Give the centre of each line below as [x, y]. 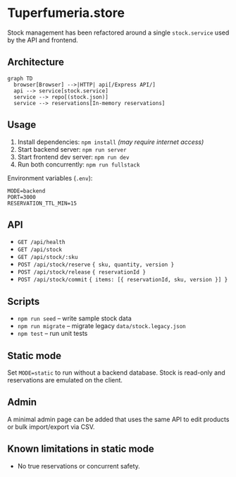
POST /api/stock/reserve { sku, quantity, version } [96, 265]
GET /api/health [41, 242]
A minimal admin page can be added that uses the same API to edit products [118, 419]
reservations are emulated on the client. [65, 380]
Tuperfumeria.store [66, 13]
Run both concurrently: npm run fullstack [79, 164]
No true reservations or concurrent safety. [79, 466]
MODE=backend [26, 191]
